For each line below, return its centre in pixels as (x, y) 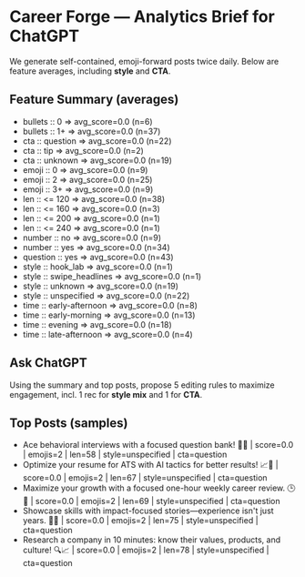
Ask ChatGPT (49, 363)
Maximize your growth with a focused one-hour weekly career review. (154, 488)
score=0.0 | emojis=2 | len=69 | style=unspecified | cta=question (158, 501)
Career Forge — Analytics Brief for (142, 17)
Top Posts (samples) (69, 423)
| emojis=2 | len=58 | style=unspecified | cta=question (125, 455)
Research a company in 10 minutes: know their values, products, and (152, 540)
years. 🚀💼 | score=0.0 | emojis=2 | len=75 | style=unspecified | (140, 521)
